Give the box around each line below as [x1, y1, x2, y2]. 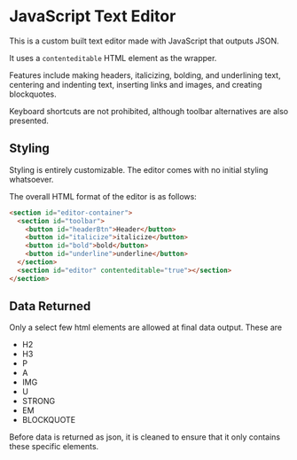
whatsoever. [9, 174, 54, 184]
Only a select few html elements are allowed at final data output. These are [9, 322, 283, 333]
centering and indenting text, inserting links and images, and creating [9, 79, 262, 90]
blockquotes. [9, 89, 57, 99]
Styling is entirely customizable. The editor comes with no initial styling [9, 164, 269, 175]
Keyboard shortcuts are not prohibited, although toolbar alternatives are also [9, 105, 289, 116]
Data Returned [9, 299, 91, 314]
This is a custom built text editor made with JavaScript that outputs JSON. [9, 35, 279, 46]
